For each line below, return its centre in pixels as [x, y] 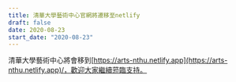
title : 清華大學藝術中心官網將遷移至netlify [74, 15]
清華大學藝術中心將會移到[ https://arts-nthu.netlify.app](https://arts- [118, 60]
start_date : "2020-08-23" [51, 37]
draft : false [30, 23]
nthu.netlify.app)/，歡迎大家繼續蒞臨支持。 [78, 70]
